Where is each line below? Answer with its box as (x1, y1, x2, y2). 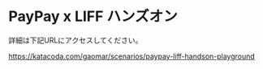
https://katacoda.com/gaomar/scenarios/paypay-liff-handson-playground (8, 51, 256, 61)
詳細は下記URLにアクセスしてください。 (8, 35, 143, 45)
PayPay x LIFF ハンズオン (8, 7, 179, 26)
